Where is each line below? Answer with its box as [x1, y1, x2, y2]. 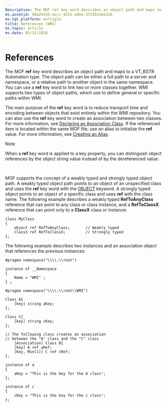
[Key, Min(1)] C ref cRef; [14, 349, 70, 354]
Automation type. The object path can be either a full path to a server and [5, 73, 157, 80]
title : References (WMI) [5, 21, 57, 26]
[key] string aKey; [14, 301, 55, 306]
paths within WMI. [5, 95, 42, 101]
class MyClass [5, 216, 35, 221]
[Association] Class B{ [14, 340, 64, 346]
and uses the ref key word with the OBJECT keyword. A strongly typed [5, 186, 151, 192]
